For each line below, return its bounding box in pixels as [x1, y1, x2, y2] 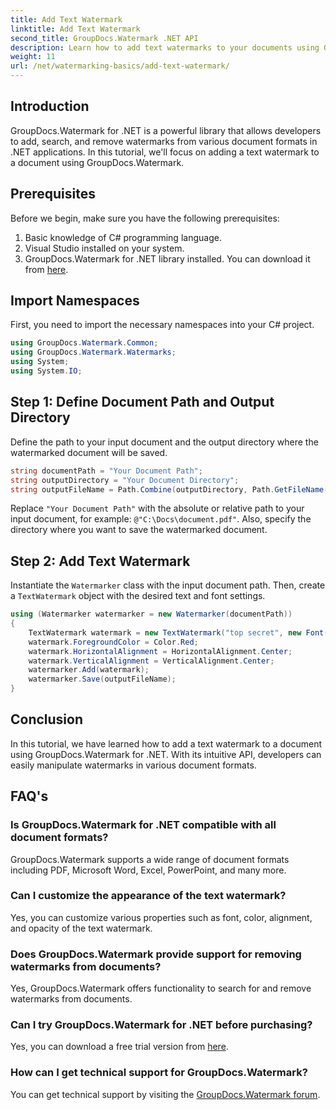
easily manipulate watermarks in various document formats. [10, 759, 257, 771]
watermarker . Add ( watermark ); [28, 665, 150, 675]
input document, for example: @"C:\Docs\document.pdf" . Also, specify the [10, 513, 312, 525]
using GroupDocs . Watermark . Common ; [10, 338, 159, 348]
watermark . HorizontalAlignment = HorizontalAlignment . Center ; [28, 646, 293, 656]
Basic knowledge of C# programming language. [24, 231, 222, 243]
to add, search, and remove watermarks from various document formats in [10, 135, 318, 147]
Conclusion [10, 711, 84, 728]
